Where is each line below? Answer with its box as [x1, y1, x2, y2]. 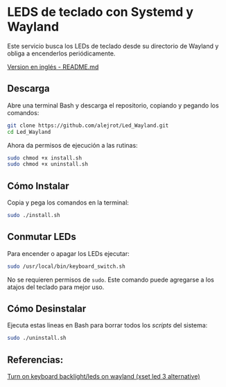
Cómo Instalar [7, 180, 69, 191]
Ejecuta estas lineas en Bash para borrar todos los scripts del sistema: [7, 321, 208, 329]
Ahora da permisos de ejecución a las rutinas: [7, 141, 138, 149]
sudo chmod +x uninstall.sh [7, 161, 89, 168]
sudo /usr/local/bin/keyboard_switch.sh [7, 263, 126, 270]
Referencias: [7, 354, 64, 365]
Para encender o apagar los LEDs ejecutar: [7, 249, 130, 257]
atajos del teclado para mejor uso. [7, 282, 105, 291]
